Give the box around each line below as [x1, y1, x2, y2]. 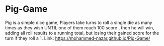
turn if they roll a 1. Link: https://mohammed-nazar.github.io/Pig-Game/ [5, 35, 151, 41]
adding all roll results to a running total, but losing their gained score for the [5, 30, 160, 36]
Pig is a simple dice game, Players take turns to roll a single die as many [5, 20, 153, 25]
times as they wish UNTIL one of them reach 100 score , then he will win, [5, 24, 154, 30]
